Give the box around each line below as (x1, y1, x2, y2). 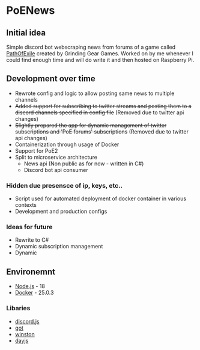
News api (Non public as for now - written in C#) (23, 160, 144, 167)
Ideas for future (6, 223, 53, 232)
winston (14, 330, 35, 337)
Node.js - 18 (14, 283, 45, 290)
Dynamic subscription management (14, 243, 103, 250)
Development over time (6, 73, 96, 84)
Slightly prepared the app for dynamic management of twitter (14, 121, 167, 129)
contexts (14, 201, 37, 209)
